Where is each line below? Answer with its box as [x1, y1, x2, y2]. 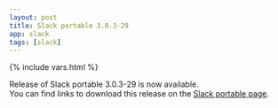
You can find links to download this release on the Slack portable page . [9, 89, 269, 99]
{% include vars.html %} [9, 62, 99, 73]
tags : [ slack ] [9, 37, 62, 47]
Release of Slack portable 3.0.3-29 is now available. [9, 79, 199, 89]
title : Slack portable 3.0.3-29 [9, 21, 129, 30]
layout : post [9, 12, 58, 22]
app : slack [9, 29, 50, 38]
